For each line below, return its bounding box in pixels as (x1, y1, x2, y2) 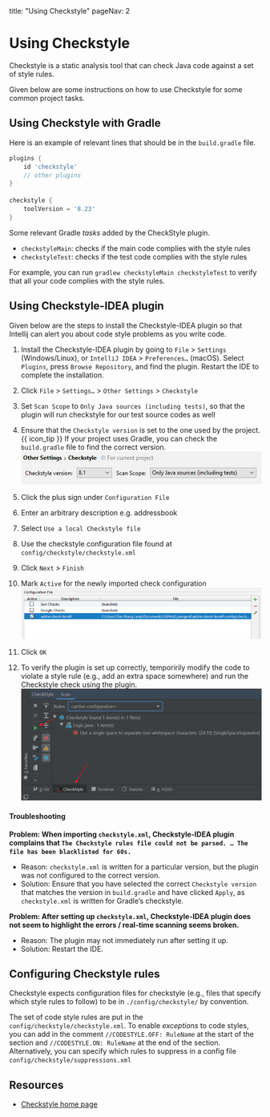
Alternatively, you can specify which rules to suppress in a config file (9, 1046, 237, 1056)
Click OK (20, 647, 47, 657)
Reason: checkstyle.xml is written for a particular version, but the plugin (20, 861, 259, 871)
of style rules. (9, 69, 54, 79)
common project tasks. (9, 93, 85, 103)
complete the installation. (20, 370, 104, 380)
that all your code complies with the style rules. (9, 276, 165, 285)
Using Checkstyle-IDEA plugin (9, 299, 164, 313)
